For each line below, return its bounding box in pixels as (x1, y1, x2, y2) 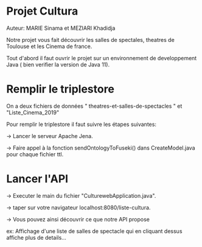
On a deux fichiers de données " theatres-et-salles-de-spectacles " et (6, 102, 183, 110)
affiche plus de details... (6, 234, 67, 241)
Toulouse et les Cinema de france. (6, 43, 92, 50)
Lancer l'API (6, 172, 69, 186)
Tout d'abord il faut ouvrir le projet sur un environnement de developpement (6, 54, 197, 61)
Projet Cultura (6, 4, 78, 18)
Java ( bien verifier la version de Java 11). (6, 61, 110, 68)
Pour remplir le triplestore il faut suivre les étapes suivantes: (6, 120, 157, 128)
